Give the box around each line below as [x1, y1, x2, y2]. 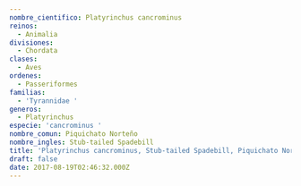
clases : [9, 55, 39, 63]
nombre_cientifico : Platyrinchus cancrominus [9, 13, 182, 22]
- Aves [17, 63, 42, 72]
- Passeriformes [17, 80, 78, 89]
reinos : [9, 21, 39, 30]
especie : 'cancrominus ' [9, 122, 102, 131]
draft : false [9, 154, 58, 164]
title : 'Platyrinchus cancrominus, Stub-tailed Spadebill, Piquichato [9, 146, 279, 155]
